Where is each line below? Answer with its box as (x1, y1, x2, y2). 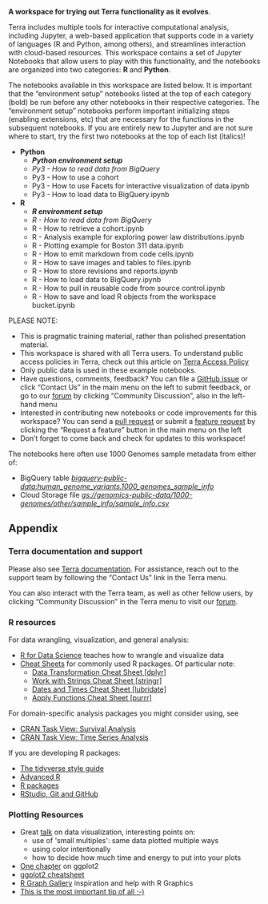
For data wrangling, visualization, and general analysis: (8, 635, 190, 644)
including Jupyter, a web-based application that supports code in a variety (8, 31, 254, 40)
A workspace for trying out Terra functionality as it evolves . (8, 7, 211, 16)
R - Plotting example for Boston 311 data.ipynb (31, 240, 184, 250)
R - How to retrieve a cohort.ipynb (31, 224, 145, 233)
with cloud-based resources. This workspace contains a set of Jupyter (8, 48, 242, 57)
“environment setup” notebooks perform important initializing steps (8, 106, 230, 115)
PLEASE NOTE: (8, 316, 58, 325)
